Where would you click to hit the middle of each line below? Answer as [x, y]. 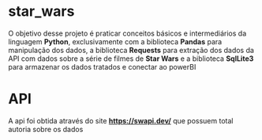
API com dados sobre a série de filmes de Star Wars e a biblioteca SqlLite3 [131, 59]
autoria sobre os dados [46, 129]
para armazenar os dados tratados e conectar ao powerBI [102, 66]
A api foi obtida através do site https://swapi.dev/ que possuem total [121, 120]
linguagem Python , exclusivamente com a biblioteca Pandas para [115, 41]
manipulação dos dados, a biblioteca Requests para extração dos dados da [131, 50]
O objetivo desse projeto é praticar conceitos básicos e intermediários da [127, 33]
